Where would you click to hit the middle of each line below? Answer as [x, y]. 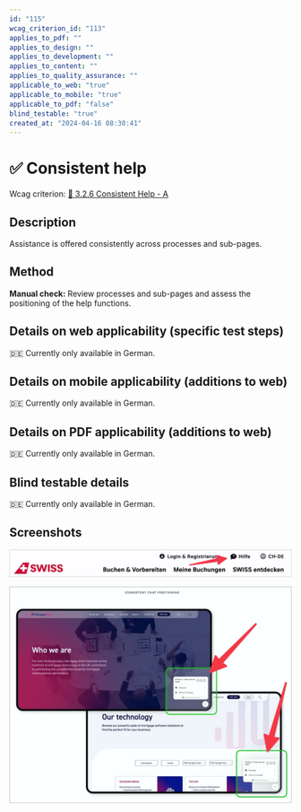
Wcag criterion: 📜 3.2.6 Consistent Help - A [89, 194]
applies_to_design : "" [52, 48]
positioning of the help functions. [70, 303]
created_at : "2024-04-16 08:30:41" [76, 123]
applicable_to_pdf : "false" [62, 104]
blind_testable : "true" [54, 114]
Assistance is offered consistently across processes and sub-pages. [136, 244]
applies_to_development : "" [62, 57]
